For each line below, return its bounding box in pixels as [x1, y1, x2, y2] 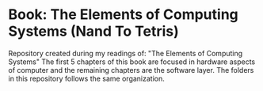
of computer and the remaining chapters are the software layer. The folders [8, 65, 254, 74]
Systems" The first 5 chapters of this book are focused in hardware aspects [8, 57, 256, 66]
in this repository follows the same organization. [8, 74, 165, 83]
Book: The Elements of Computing [8, 6, 239, 24]
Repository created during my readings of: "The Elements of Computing [8, 48, 243, 58]
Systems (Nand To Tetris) [8, 22, 180, 40]
